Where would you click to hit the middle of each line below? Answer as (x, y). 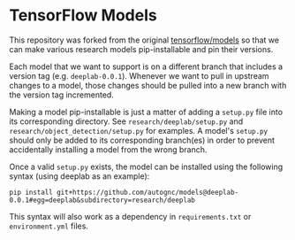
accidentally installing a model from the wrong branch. (108, 149)
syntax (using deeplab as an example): (79, 176)
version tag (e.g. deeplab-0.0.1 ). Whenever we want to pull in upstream (139, 75)
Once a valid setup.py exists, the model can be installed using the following (146, 166)
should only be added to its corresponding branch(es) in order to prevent (142, 140)
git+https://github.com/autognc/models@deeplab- (147, 192)
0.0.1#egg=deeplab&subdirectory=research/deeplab (102, 200)
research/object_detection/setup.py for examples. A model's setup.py (139, 130)
